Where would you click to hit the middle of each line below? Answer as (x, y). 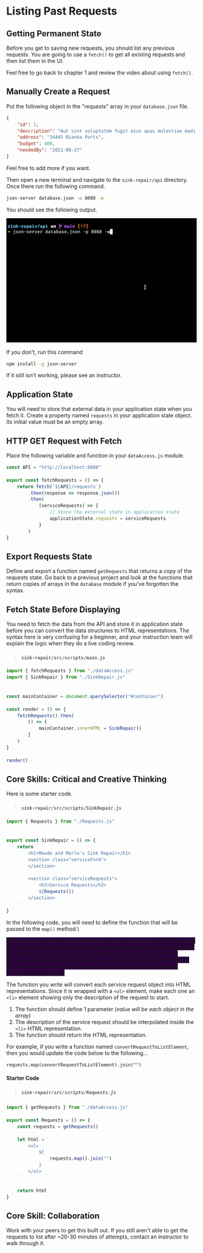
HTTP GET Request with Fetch (64, 441)
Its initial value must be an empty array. (55, 422)
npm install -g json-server (42, 364)
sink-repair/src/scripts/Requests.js (69, 1092)
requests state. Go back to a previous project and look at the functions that (99, 577)
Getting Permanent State (54, 34)
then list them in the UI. (35, 61)
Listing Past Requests (62, 11)
